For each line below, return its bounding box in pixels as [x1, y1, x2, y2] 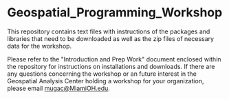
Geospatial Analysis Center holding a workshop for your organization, [7, 76, 204, 85]
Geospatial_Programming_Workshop [7, 5, 223, 20]
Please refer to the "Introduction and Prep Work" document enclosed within [7, 55, 221, 63]
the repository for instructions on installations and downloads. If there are [7, 62, 215, 70]
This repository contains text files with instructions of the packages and [7, 27, 210, 36]
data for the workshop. [7, 42, 72, 50]
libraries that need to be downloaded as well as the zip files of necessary [7, 34, 215, 42]
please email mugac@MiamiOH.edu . [7, 84, 110, 92]
